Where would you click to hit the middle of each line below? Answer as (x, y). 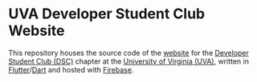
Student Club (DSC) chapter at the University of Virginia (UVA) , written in (128, 61)
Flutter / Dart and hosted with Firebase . (71, 69)
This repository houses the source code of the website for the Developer (128, 53)
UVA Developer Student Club (107, 14)
